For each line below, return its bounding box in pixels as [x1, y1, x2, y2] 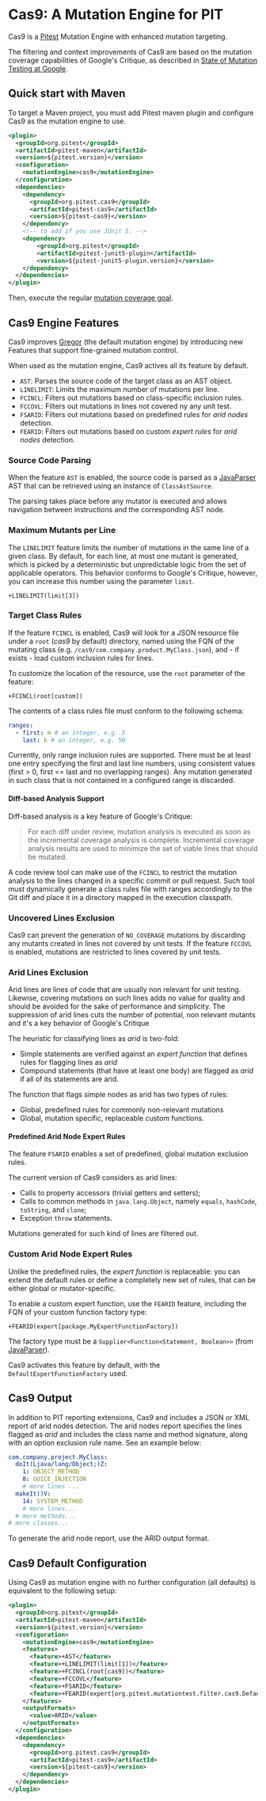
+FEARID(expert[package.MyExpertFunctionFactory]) [8, 1322, 179, 1331]
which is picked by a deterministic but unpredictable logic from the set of [8, 560, 247, 569]
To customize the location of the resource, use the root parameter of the [8, 668, 245, 678]
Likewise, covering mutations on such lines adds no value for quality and [8, 994, 245, 1003]
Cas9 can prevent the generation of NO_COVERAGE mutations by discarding [8, 930, 245, 940]
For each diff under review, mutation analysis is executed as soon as [27, 826, 251, 836]
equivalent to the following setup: [8, 1586, 117, 1596]
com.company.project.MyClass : [8, 1453, 108, 1461]
